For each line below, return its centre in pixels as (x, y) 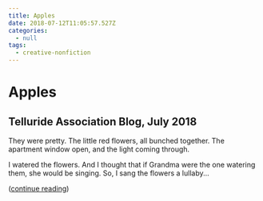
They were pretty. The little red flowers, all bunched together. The (117, 141)
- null (26, 38)
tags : (17, 45)
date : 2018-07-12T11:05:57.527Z (62, 23)
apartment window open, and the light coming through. (99, 149)
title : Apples (32, 16)
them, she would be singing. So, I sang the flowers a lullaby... (109, 173)
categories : (28, 30)
